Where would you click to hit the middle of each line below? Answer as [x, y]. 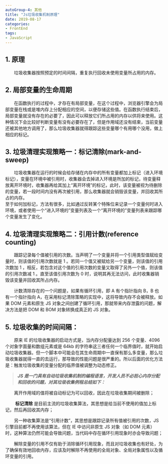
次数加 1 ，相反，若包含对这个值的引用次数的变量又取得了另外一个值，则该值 [84, 267]
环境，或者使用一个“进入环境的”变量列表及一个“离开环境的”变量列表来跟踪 [81, 210]
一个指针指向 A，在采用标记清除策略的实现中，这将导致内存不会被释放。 [84, 297]
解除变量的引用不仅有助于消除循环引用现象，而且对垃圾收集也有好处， [86, 443]
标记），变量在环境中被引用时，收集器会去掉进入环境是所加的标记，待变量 [81, 179]
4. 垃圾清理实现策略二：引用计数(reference [72, 234]
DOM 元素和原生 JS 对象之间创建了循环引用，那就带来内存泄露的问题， [84, 303]
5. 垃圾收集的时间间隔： [42, 327]
